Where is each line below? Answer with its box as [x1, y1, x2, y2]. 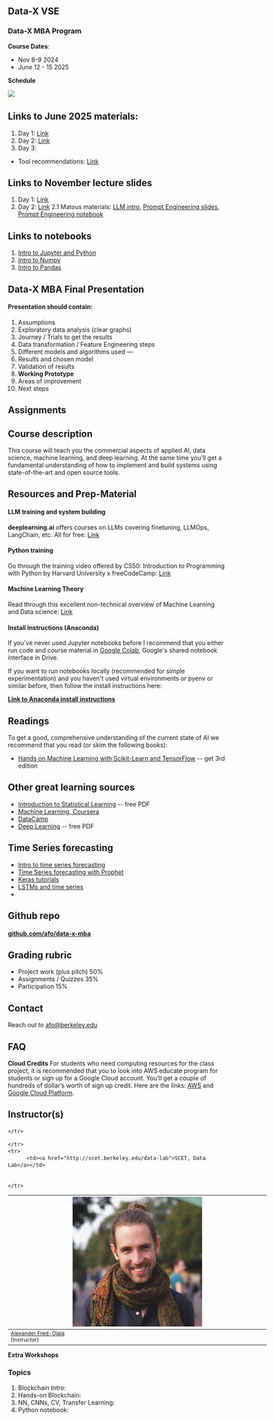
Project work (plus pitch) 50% [17, 968, 104, 976]
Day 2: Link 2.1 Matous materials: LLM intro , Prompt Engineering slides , [17, 203, 220, 211]
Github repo [8, 909, 61, 921]
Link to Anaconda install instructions [8, 695, 116, 703]
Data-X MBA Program [8, 26, 82, 36]
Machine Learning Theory [8, 585, 84, 593]
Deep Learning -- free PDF [17, 822, 95, 830]
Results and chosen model [17, 354, 94, 363]
